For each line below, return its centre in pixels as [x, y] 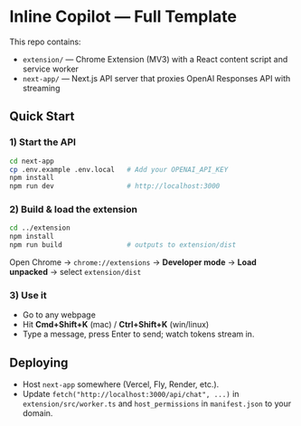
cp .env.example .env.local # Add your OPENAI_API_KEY [119, 169]
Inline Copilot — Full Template [123, 17]
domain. [38, 413]
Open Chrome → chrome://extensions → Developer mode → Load [133, 262]
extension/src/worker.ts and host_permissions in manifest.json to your [157, 403]
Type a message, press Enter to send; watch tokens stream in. [138, 334]
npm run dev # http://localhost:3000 [115, 186]
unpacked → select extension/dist [75, 272]
